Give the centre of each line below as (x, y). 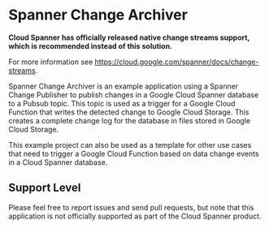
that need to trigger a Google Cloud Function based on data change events (134, 153)
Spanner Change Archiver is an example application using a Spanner (124, 86)
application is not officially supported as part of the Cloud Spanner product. (135, 216)
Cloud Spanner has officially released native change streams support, (129, 37)
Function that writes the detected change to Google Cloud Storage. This (129, 112)
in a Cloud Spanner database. (58, 162)
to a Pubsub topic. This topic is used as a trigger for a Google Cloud (122, 103)
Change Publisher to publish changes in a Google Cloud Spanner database (134, 94)
